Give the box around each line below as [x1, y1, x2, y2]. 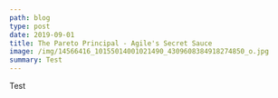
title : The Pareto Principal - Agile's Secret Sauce [9, 38, 213, 48]
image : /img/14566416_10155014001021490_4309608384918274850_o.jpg [9, 47, 270, 56]
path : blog [9, 13, 51, 23]
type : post [9, 22, 51, 31]
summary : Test [9, 55, 63, 64]
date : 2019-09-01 [9, 30, 75, 39]
